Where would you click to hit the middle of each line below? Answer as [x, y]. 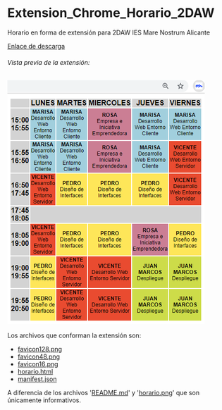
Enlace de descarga [36, 46]
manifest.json [37, 379]
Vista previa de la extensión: [49, 62]
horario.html [35, 372]
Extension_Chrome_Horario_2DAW [111, 13]
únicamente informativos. [44, 400]
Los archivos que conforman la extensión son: [74, 335]
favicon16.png [38, 364]
